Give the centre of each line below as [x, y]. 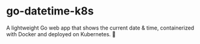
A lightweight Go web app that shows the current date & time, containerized [100, 28]
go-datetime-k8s [50, 11]
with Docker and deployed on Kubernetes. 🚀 [61, 34]
